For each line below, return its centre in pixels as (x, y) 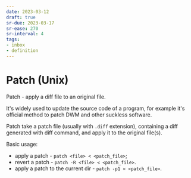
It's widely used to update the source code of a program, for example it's (95, 108)
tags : (13, 39)
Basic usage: (22, 144)
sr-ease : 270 (22, 28)
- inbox (16, 45)
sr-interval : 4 (25, 34)
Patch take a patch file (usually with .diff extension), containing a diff (92, 126)
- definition (22, 51)
